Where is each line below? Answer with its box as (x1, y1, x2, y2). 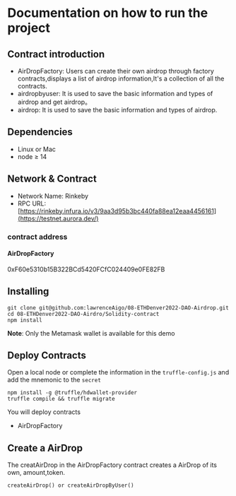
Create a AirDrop (7, 442, 83, 454)
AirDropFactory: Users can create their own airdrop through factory (17, 67, 214, 75)
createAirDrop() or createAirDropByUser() (7, 482, 134, 489)
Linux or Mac (17, 145, 57, 153)
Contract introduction (7, 48, 105, 60)
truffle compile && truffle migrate (7, 396, 115, 403)
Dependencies (7, 126, 73, 138)
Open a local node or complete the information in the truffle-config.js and (7, 368, 230, 377)
